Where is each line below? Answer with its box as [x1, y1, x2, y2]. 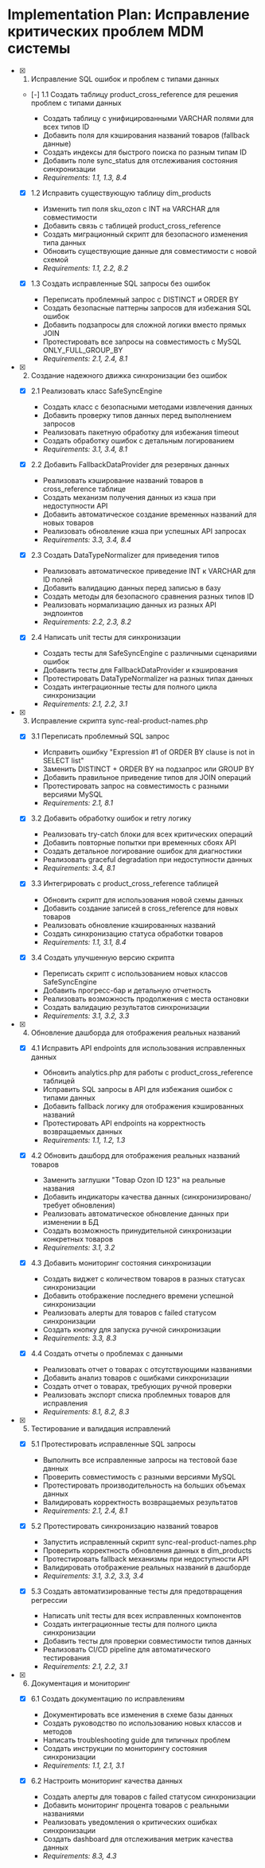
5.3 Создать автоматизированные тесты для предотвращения [30, 1586, 243, 1596]
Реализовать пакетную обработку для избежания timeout [42, 427, 240, 437]
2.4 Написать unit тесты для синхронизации [30, 633, 181, 642]
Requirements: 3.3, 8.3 [42, 1333, 117, 1343]
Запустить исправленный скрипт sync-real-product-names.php [42, 1537, 257, 1546]
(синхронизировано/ [181, 1191, 251, 1201]
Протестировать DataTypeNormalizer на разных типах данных [42, 674, 254, 684]
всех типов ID [42, 122, 90, 131]
